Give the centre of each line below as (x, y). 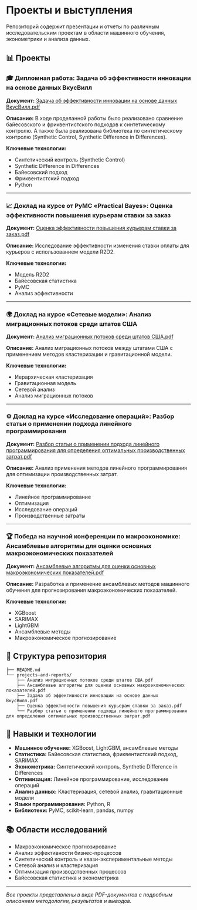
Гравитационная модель (45, 383)
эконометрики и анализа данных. (48, 39)
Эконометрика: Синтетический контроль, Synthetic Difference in (96, 767)
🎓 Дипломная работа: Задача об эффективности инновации (98, 78)
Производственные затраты (50, 515)
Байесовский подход (41, 172)
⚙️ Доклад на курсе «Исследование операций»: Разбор (90, 416)
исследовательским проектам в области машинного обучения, (86, 32)
